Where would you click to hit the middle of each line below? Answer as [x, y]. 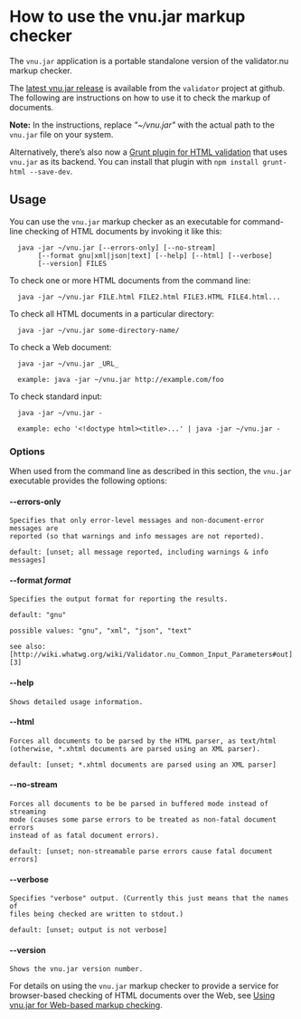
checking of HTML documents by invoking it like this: [123, 231]
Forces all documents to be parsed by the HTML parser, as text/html [143, 741]
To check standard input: [56, 396]
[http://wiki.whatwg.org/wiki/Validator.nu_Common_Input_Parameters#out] [151, 655]
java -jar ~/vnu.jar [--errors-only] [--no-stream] [117, 248]
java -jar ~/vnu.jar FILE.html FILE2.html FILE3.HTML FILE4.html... [149, 297]
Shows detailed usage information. [76, 702]
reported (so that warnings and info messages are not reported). [137, 537]
